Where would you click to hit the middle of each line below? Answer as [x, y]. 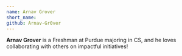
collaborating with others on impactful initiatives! [67, 46]
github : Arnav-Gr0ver [34, 23]
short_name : [21, 17]
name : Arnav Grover [31, 12]
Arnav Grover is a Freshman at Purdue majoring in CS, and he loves [91, 40]
